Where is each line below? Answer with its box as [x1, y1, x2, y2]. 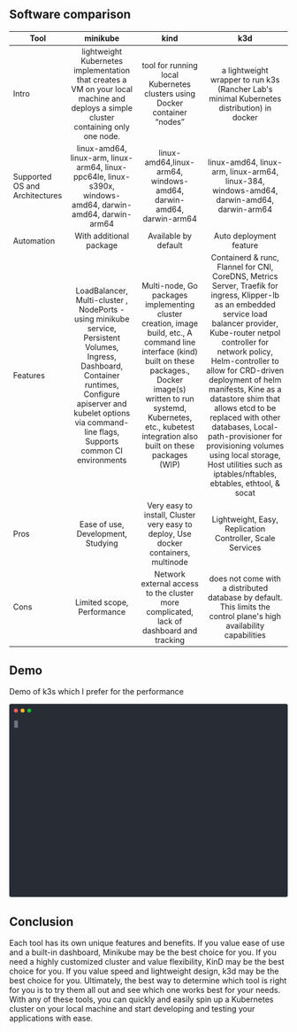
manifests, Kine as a [209, 384, 282, 395]
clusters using [144, 89, 196, 99]
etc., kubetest [145, 422, 195, 432]
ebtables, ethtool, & [209, 478, 281, 489]
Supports [85, 436, 119, 446]
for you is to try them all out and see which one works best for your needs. [9, 985, 281, 996]
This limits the [219, 601, 271, 612]
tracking [154, 634, 186, 645]
